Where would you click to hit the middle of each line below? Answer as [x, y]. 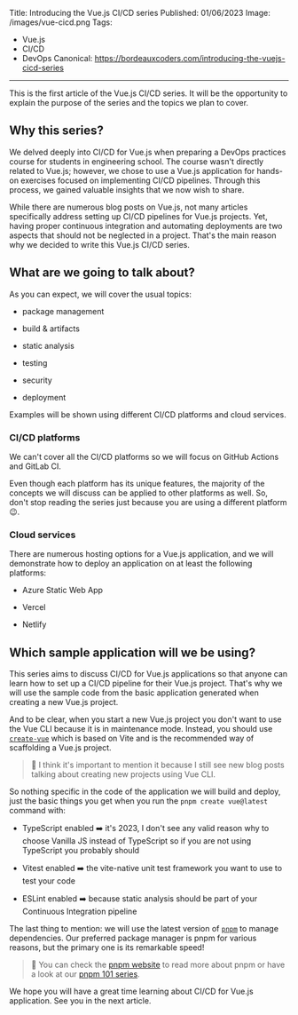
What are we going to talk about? [102, 273]
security [37, 380]
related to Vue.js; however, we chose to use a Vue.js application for [132, 170]
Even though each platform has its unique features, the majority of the [137, 483]
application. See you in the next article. [80, 1001]
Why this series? [56, 131]
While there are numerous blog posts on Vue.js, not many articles [129, 207]
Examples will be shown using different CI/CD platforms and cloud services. [148, 414]
